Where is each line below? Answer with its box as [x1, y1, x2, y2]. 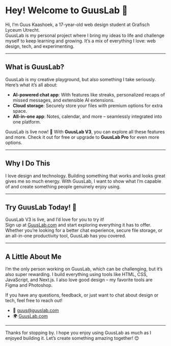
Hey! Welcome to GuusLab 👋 [5, 5, 128, 16]
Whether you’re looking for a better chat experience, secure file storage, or [5, 227, 163, 234]
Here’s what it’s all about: [5, 82, 58, 88]
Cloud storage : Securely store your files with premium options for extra [12, 102, 163, 109]
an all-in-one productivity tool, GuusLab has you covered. [5, 233, 126, 239]
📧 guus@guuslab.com [12, 307, 60, 313]
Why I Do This [5, 159, 50, 168]
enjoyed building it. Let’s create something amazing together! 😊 [5, 335, 139, 341]
